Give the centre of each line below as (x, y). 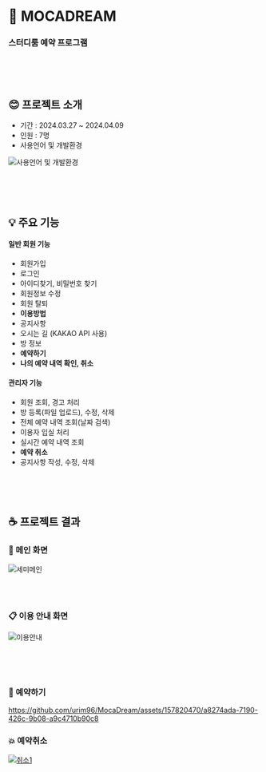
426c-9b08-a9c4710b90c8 (54, 719)
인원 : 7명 (35, 136)
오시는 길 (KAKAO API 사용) (64, 333)
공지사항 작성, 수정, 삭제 (57, 462)
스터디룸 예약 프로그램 (48, 43)
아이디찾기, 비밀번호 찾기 (58, 283)
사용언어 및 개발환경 (51, 145)
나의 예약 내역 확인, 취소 (57, 363)
